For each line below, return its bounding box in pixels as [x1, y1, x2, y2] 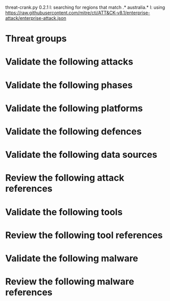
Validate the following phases [5, 79, 133, 91]
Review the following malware [5, 276, 134, 287]
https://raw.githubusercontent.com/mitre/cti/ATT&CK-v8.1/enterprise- [5, 10, 150, 16]
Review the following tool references [5, 229, 163, 241]
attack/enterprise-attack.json [5, 15, 66, 21]
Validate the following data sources [5, 149, 157, 160]
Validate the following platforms [5, 103, 143, 114]
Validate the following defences [5, 125, 142, 137]
